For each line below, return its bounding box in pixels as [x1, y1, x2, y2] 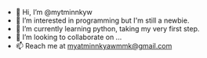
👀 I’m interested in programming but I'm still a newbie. [15, 16, 190, 25]
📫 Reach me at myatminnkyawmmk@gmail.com [15, 42, 172, 50]
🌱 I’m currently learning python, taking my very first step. [15, 24, 200, 33]
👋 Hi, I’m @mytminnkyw [15, 8, 93, 16]
